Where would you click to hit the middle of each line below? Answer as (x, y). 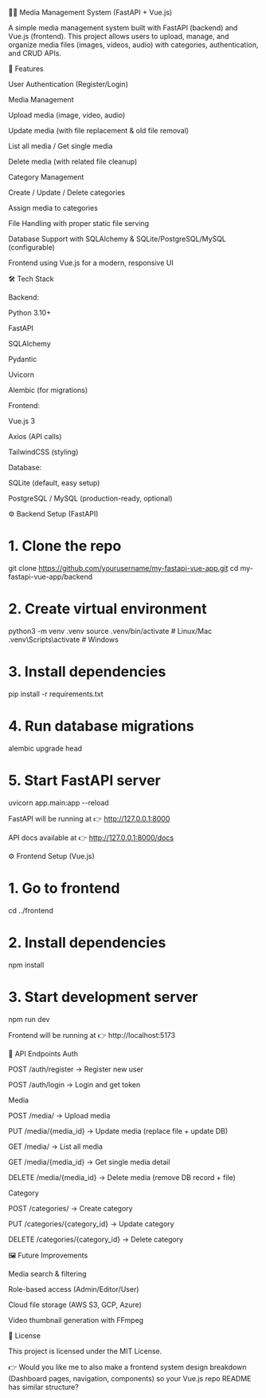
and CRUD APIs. (35, 53)
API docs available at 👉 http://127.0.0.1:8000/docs (91, 838)
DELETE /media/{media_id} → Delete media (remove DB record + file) (122, 1177)
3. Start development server (103, 997)
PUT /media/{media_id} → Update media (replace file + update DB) (118, 1131)
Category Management (46, 177)
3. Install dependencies (87, 672)
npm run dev (29, 1019)
